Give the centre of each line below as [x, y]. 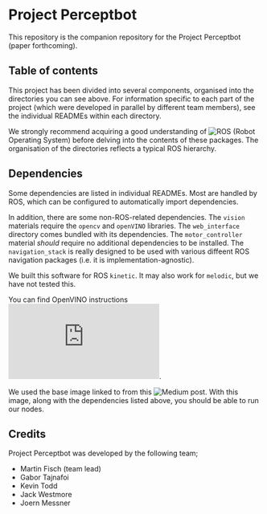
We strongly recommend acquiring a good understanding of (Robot [132, 131]
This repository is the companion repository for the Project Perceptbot [125, 37]
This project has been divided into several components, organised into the [131, 90]
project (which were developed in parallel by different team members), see [132, 107]
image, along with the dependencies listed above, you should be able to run [134, 400]
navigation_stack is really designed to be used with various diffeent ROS [129, 251]
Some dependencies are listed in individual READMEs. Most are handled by [133, 193]
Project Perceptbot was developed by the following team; [103, 453]
